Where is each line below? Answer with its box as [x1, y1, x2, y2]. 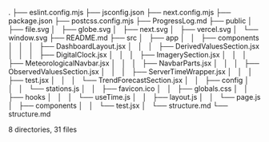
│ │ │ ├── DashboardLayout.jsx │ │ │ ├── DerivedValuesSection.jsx [8, 41, 260, 51]
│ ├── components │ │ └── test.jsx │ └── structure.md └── [8, 101, 228, 110]
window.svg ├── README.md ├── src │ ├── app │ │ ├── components [8, 33, 259, 42]
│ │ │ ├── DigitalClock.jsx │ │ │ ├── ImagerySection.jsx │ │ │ [8, 50, 247, 59]
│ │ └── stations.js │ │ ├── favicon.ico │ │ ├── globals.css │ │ [8, 84, 249, 93]
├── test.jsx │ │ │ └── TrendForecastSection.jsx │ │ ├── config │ [8, 76, 250, 85]
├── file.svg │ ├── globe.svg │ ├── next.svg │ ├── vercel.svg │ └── [8, 25, 259, 34]
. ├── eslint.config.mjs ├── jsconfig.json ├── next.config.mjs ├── [8, 8, 231, 17]
